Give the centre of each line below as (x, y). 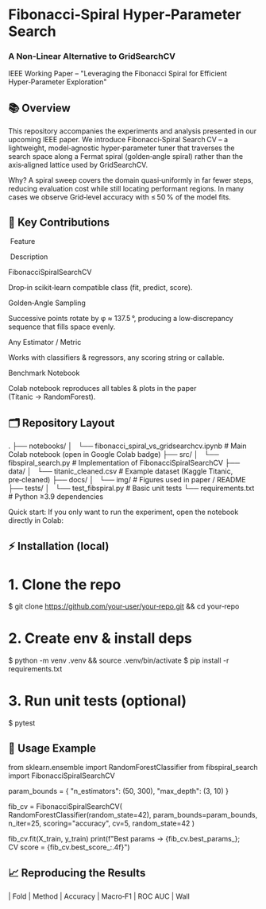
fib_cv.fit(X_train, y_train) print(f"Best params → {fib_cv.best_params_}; (124, 838)
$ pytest (22, 723)
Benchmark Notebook (44, 373)
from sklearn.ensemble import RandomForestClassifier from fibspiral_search (133, 767)
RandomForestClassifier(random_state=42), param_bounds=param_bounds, (133, 814)
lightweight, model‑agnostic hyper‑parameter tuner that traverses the (121, 148)
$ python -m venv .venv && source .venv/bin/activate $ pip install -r (119, 660)
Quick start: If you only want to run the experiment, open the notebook (123, 512)
